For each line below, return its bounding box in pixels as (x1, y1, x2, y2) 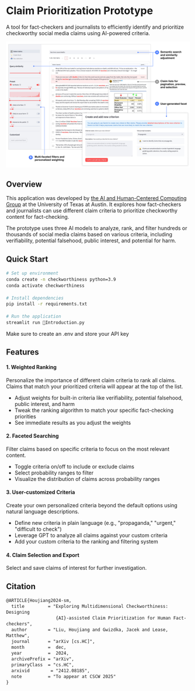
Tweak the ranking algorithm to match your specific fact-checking (14, 407, 174, 414)
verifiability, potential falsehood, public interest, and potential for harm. (6, 237, 176, 244)
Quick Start (6, 254, 48, 264)
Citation (6, 581, 36, 592)
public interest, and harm (14, 400, 75, 407)
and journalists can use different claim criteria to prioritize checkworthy (6, 207, 178, 214)
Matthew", (6, 632, 30, 638)
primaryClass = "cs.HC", (11, 662, 75, 668)
